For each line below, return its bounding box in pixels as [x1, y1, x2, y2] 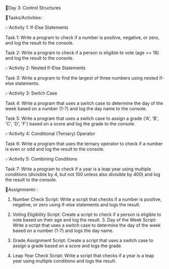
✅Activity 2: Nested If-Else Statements [5, 65, 86, 71]
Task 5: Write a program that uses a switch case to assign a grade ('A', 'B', [5, 115, 159, 121]
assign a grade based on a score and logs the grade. [12, 243, 123, 249]
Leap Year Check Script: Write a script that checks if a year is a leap [12, 253, 154, 258]
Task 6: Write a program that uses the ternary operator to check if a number [5, 141, 163, 147]
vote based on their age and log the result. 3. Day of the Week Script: [12, 217, 156, 222]
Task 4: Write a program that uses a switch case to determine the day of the [5, 100, 163, 106]
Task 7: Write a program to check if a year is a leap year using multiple [5, 166, 151, 172]
